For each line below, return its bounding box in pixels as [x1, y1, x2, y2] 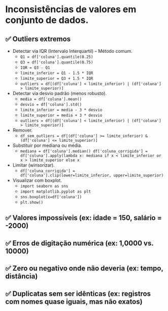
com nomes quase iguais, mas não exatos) [5, 297, 143, 306]
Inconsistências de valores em [5, 4, 137, 15]
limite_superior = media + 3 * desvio [20, 113, 103, 118]
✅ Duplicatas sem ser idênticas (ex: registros [5, 289, 151, 298]
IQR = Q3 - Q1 [20, 65, 50, 70]
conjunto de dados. [5, 14, 89, 26]
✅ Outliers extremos [5, 35, 71, 43]
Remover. [12, 127, 33, 133]
